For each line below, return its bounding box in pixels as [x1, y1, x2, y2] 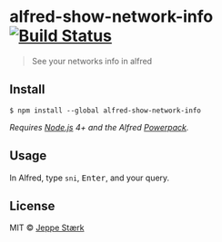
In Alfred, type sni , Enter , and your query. [9, 172, 170, 183]
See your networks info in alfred [31, 55, 153, 66]
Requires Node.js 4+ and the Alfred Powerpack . [9, 121, 189, 132]
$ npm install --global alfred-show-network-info [9, 106, 202, 115]
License [9, 198, 55, 214]
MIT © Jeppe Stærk [9, 222, 85, 233]
